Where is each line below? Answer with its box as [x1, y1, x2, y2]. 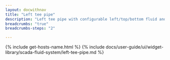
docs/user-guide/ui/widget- [105, 44, 163, 50]
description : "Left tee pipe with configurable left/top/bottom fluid [5, 16, 157, 21]
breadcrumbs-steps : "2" [5, 26, 56, 31]
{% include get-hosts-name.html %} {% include [5, 44, 105, 50]
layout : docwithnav [5, 7, 47, 12]
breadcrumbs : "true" [5, 21, 49, 26]
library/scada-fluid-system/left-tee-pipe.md [5, 49, 97, 55]
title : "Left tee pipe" [5, 12, 56, 17]
